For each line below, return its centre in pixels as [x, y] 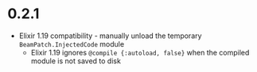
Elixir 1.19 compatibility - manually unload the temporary [110, 36]
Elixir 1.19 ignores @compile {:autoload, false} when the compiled [140, 52]
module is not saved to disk [76, 61]
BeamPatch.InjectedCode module [72, 44]
